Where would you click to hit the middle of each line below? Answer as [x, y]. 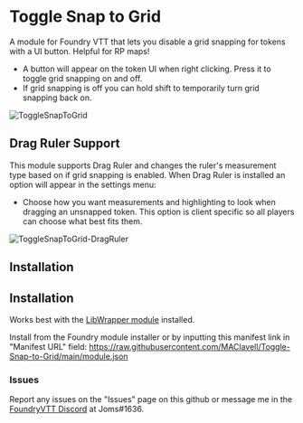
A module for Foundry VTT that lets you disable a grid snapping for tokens [148, 42]
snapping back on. [57, 98]
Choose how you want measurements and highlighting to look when [149, 202]
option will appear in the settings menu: [83, 184]
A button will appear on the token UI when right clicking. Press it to [147, 69]
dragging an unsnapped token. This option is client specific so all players [158, 211]
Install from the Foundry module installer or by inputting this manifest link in [150, 337]
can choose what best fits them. [82, 221]
